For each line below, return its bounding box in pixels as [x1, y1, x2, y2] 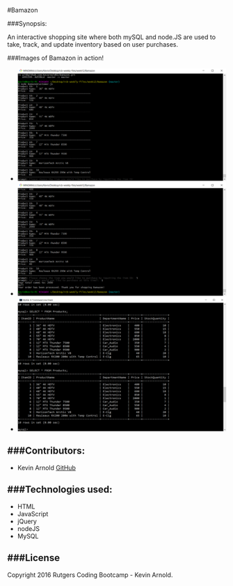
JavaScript [17, 509, 49, 518]
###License [7, 552, 61, 564]
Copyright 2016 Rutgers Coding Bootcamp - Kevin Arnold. [7, 571, 173, 579]
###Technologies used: [7, 484, 113, 495]
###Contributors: [7, 445, 86, 457]
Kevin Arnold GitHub [17, 463, 77, 472]
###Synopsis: [7, 20, 47, 27]
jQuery [17, 517, 37, 525]
